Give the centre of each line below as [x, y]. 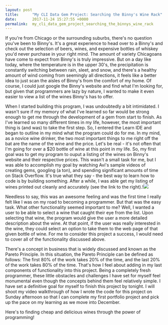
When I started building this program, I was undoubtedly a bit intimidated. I [82, 106]
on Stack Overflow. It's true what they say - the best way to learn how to [80, 176]
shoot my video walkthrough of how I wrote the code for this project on [79, 292]
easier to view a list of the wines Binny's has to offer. [60, 97]
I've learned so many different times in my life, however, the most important [83, 122]
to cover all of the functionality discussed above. [56, 239]
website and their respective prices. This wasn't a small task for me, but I [81, 160]
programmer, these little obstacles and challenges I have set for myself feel [83, 276]
